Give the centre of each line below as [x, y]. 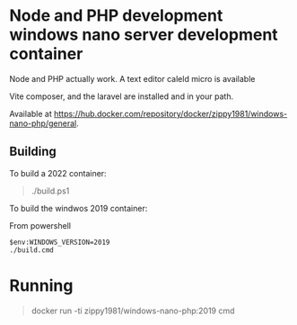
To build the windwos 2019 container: [79, 208]
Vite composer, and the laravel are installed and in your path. [122, 96]
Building [33, 152]
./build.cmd [31, 250]
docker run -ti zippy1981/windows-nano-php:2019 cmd [133, 311]
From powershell [40, 225]
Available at [31, 113]
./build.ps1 [50, 191]
